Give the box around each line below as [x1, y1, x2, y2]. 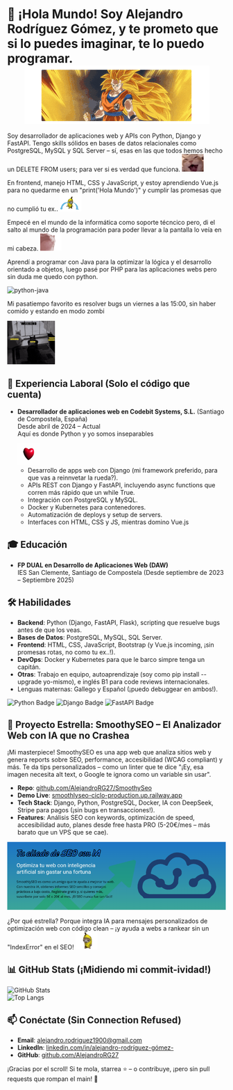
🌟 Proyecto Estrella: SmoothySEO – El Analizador [7, 718, 222, 730]
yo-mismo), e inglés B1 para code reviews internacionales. [43, 678, 210, 686]
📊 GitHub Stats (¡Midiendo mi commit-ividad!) [7, 964, 212, 976]
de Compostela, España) [17, 414, 88, 423]
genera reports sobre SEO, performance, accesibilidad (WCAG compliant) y [7, 755, 223, 764]
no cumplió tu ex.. [7, 205, 59, 213]
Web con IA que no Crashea [7, 729, 130, 741]
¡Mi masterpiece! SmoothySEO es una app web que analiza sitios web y [7, 748, 212, 757]
